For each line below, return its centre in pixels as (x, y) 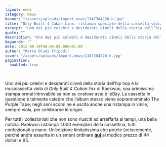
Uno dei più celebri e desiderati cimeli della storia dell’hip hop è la (72, 83)
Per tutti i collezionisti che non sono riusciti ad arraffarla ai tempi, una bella (81, 119)
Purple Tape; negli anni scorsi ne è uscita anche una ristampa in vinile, (77, 104)
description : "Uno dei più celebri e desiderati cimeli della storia (78, 38)
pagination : (17, 60)
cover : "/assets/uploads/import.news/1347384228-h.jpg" (64, 56)
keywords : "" (19, 42)
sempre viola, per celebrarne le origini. (44, 110)
